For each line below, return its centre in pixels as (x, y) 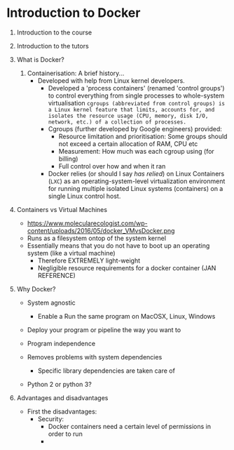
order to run (66, 434)
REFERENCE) (57, 275)
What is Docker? (40, 59)
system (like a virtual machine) (71, 253)
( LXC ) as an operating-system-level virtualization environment (137, 181)
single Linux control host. (84, 196)
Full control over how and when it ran (112, 166)
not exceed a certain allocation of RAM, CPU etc (128, 144)
